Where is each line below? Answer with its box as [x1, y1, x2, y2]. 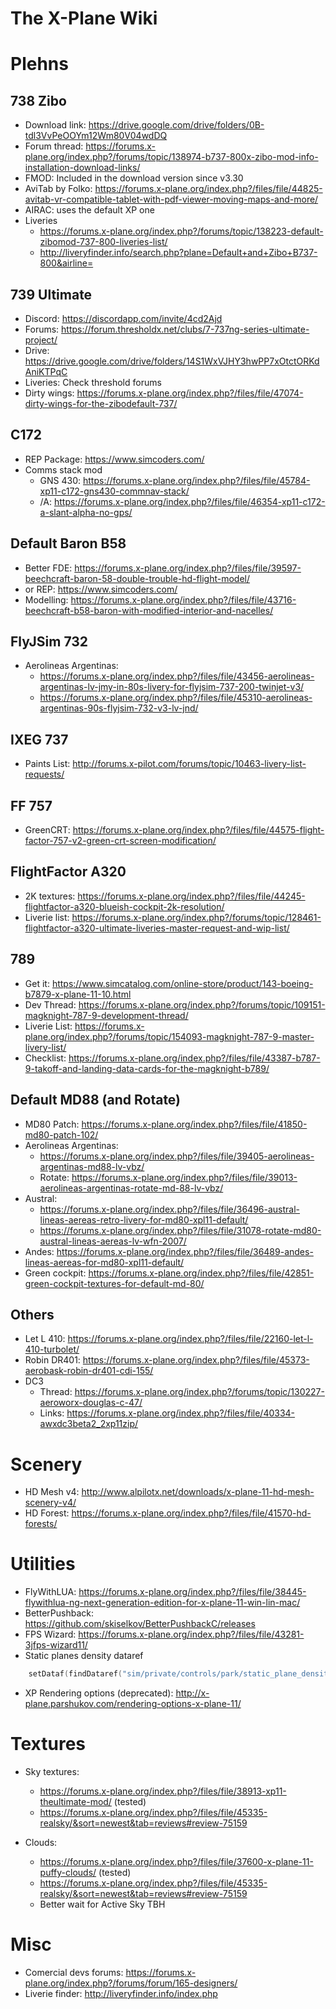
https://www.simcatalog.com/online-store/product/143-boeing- [51, 977, 314, 989]
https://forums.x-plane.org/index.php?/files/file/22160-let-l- [67, 1333, 314, 1345]
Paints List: [24, 758, 71, 770]
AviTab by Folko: [24, 183, 93, 195]
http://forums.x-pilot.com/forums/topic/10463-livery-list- [72, 758, 307, 770]
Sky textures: [24, 1766, 80, 1777]
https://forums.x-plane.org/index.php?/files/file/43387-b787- [68, 1052, 321, 1064]
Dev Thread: [24, 998, 77, 1011]
